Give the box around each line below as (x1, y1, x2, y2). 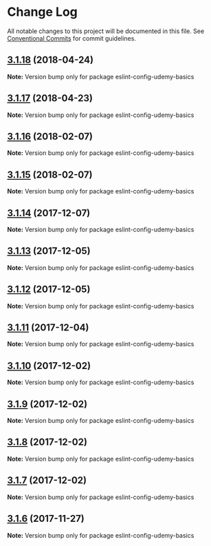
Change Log (7, 4, 78, 20)
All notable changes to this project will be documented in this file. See (7, 27, 205, 35)
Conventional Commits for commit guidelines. (7, 34, 136, 42)
